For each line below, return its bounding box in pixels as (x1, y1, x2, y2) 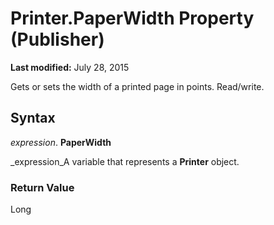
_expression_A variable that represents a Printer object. (10, 155, 240, 167)
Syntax (10, 110, 56, 127)
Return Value (10, 180, 75, 194)
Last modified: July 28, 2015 (10, 61, 130, 73)
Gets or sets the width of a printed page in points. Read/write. (10, 80, 265, 92)
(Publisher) (10, 28, 105, 51)
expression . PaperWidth (10, 136, 112, 148)
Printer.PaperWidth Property (10, 7, 255, 30)
